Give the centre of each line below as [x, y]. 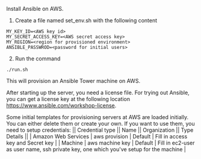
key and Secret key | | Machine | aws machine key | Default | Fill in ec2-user [100, 143]
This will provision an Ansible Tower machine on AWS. [73, 81]
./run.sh [17, 70]
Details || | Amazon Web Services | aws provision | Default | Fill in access [97, 136]
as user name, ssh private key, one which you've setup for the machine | [96, 149]
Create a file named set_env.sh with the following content [86, 20]
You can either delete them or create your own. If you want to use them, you [100, 124]
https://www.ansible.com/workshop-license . [61, 105]
